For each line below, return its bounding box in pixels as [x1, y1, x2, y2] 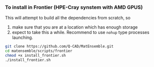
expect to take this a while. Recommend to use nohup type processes [12, 30, 150, 35]
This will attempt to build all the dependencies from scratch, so [5, 15, 131, 21]
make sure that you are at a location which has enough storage [12, 24, 138, 30]
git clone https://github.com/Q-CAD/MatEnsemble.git [5, 44, 114, 49]
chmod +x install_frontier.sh [5, 53, 66, 58]
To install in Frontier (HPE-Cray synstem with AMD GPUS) [5, 4, 143, 11]
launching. [12, 34, 33, 40]
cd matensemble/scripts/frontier [5, 49, 73, 53]
